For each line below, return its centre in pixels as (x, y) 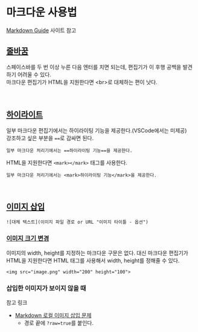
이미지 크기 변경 (28, 238)
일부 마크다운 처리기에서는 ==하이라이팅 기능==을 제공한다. (69, 151)
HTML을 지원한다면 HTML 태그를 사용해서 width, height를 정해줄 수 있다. (93, 260)
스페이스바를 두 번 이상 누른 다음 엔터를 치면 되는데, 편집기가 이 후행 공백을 (94, 67)
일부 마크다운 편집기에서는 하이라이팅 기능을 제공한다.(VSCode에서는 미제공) (97, 130)
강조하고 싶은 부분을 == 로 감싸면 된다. (50, 138)
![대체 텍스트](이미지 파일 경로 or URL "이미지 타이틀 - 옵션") (78, 222)
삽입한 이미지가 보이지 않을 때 (46, 288)
